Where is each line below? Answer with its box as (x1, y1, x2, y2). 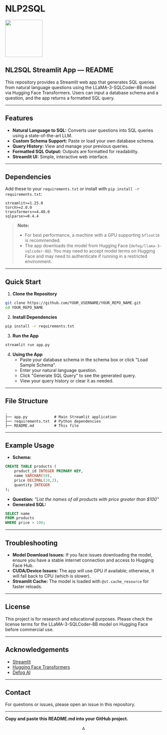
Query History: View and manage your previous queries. (12, 143, 129, 149)
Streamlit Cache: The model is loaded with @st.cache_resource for (12, 578, 149, 584)
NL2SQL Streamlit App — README (5, 66, 114, 75)
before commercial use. (5, 626, 54, 632)
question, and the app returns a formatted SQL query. (5, 95, 115, 101)
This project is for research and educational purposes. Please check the (5, 616, 153, 622)
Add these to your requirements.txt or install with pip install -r (5, 186, 140, 192)
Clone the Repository (12, 291, 57, 297)
